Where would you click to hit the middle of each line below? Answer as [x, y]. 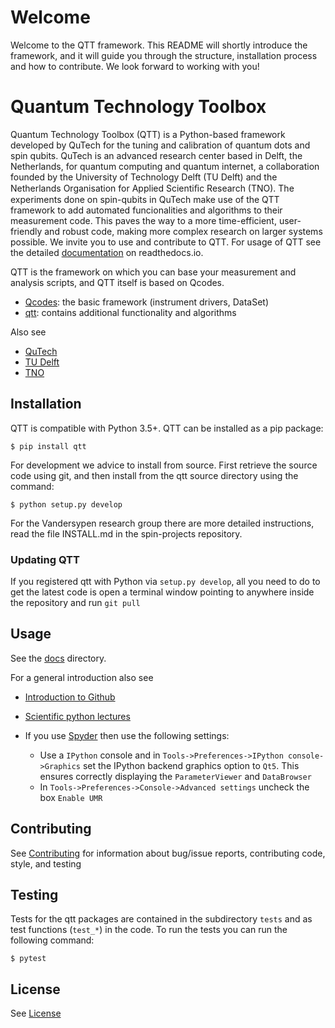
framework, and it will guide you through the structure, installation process [164, 55]
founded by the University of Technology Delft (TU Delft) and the [144, 177]
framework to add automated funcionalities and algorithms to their [146, 210]
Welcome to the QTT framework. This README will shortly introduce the [159, 45]
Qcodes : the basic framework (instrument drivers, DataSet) [147, 302]
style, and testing [46, 863]
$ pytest [28, 959]
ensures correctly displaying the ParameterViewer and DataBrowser [175, 776]
